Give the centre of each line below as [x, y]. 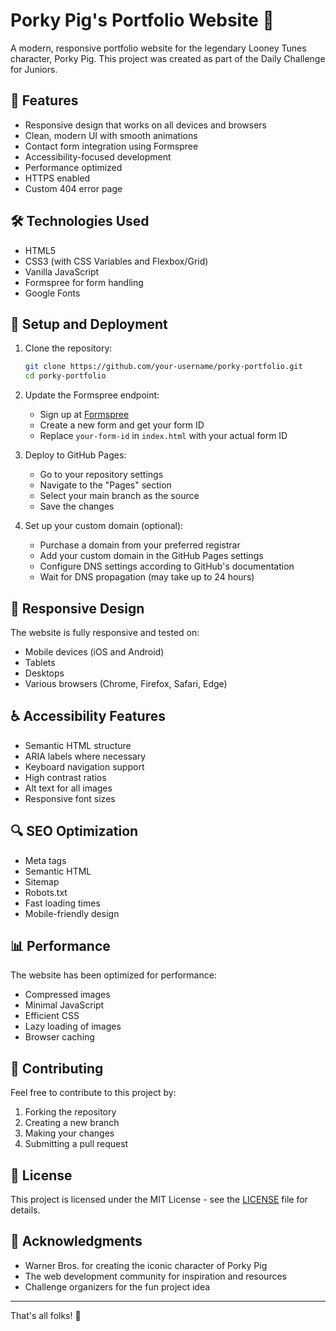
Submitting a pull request [76, 1144]
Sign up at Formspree [84, 415]
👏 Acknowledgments [76, 1241]
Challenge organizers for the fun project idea [117, 1286]
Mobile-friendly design [72, 913]
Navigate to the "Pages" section [105, 485]
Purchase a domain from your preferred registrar [140, 545]
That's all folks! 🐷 [46, 1315]
